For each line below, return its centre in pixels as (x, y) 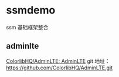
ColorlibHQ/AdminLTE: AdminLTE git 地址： (58, 61)
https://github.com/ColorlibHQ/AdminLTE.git (59, 68)
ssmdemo (31, 10)
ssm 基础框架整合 (27, 27)
